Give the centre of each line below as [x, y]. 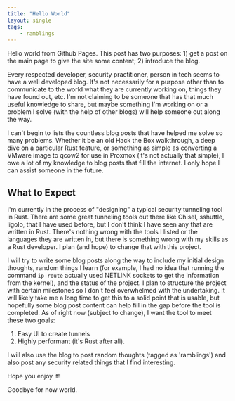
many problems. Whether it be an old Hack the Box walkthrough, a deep [111, 141]
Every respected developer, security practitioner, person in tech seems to [113, 75]
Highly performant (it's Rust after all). [71, 341]
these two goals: [31, 320]
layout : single [29, 20]
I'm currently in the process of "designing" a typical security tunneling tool [115, 210]
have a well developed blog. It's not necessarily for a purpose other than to [116, 82]
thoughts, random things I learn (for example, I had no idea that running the [116, 268]
